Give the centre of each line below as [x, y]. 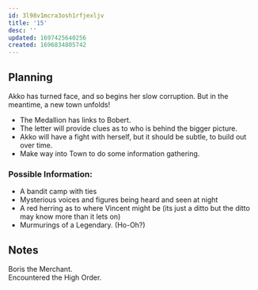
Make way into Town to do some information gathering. [110, 153]
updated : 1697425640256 [47, 38]
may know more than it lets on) [70, 217]
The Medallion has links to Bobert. [75, 120]
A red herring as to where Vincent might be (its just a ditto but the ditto [135, 208]
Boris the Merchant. [40, 269]
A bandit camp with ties [58, 192]
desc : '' [23, 30]
